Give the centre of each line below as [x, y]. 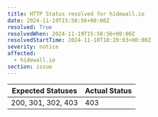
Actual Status [109, 91]
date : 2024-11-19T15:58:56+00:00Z [59, 21]
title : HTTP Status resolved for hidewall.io [76, 14]
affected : [22, 54]
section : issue [30, 67]
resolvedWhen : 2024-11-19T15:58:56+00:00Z [71, 34]
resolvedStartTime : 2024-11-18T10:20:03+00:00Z [79, 40]
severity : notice [33, 47]
